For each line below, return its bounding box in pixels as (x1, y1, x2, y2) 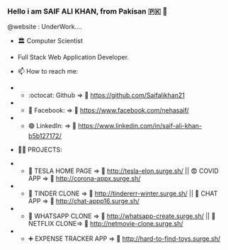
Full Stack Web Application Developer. (17, 53, 130, 62)
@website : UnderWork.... (7, 23, 83, 31)
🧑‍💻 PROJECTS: (17, 145, 62, 154)
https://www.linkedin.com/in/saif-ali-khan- (77, 122, 203, 130)
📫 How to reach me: (17, 67, 79, 76)
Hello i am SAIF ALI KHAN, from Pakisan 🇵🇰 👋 (7, 6, 168, 16)
